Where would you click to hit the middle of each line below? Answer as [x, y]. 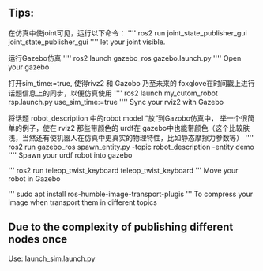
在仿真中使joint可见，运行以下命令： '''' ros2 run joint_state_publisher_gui [128, 33]
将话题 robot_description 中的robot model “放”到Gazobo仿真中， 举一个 [124, 118]
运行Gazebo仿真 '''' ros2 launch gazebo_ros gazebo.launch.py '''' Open [125, 58]
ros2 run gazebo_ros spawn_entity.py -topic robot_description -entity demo [131, 147]
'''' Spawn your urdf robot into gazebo [70, 155]
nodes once [38, 239]
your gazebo [29, 67]
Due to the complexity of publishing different [121, 227]
